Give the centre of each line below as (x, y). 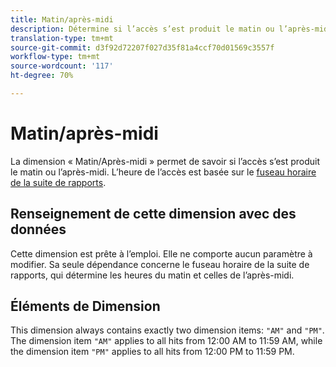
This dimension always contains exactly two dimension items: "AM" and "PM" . (167, 330)
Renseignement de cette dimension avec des (153, 214)
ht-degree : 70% (42, 76)
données (38, 229)
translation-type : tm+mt (62, 38)
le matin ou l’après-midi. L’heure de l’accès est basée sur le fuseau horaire (163, 172)
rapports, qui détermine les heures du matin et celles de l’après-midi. (152, 275)
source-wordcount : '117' (62, 66)
